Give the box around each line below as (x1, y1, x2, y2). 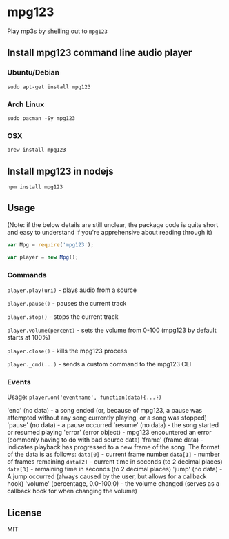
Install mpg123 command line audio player (7, 47, 192, 59)
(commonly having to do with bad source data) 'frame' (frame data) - (7, 435, 203, 444)
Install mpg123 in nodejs (7, 165, 114, 177)
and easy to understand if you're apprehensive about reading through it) (7, 228, 212, 236)
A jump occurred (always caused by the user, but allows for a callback (7, 472, 207, 480)
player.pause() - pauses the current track (7, 299, 127, 307)
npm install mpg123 (7, 184, 63, 190)
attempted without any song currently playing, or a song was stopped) (7, 413, 207, 422)
